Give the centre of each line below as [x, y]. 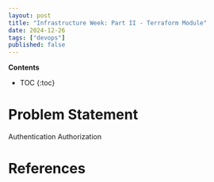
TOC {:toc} [37, 83]
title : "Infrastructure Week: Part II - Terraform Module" [108, 23]
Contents [24, 67]
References [47, 169]
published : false [37, 45]
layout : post [30, 15]
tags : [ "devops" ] [37, 38]
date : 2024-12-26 [37, 30]
